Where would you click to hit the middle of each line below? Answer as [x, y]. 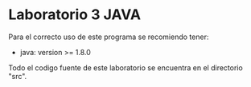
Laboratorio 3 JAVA [75, 15]
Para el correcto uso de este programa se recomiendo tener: [109, 37]
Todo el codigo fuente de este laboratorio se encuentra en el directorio [125, 67]
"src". [18, 76]
